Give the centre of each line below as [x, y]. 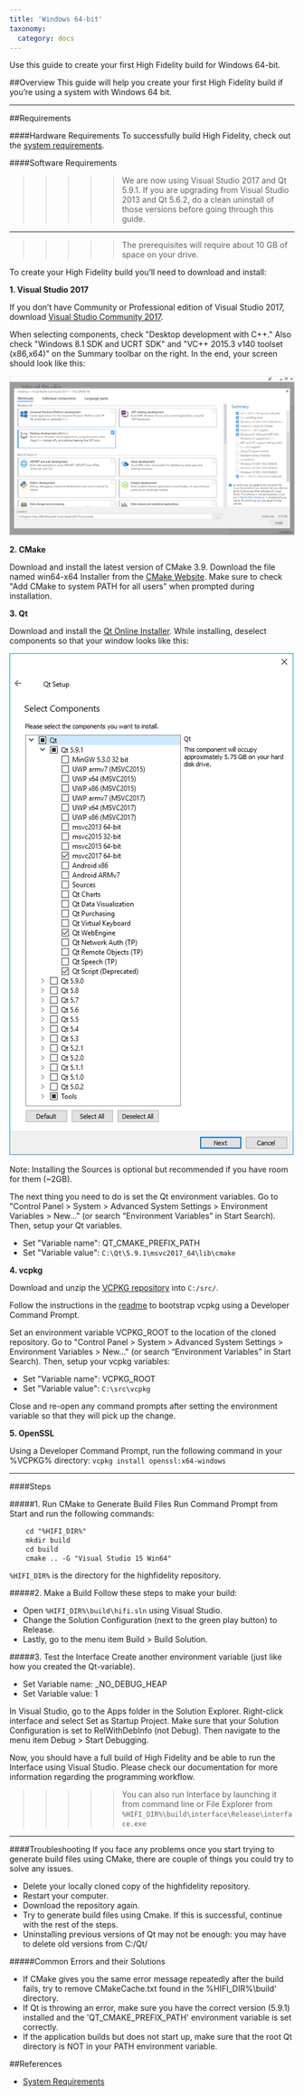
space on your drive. [160, 255]
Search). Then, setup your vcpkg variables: [90, 1361]
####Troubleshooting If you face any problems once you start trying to [142, 1850]
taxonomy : [28, 29]
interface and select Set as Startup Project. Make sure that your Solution [144, 1721]
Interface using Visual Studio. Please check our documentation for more [144, 1767]
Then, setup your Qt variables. [66, 1226]
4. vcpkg [26, 1270]
